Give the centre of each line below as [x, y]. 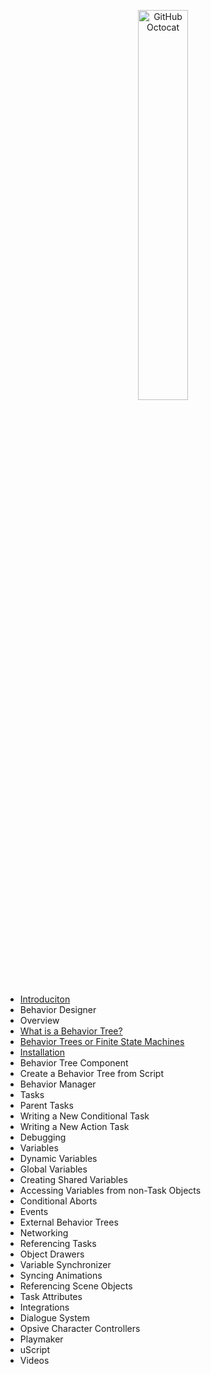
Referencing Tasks [58, 1243]
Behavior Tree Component [74, 1063]
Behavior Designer [58, 1009]
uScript [35, 1349]
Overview [39, 1020]
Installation [42, 1052]
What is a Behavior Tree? [71, 1031]
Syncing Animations [61, 1275]
